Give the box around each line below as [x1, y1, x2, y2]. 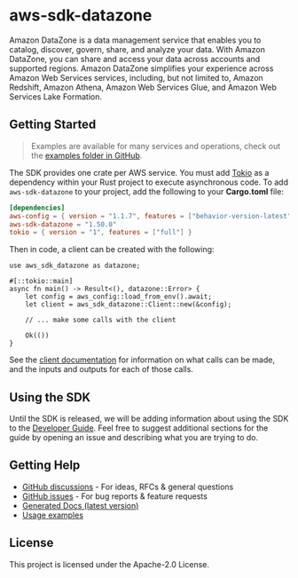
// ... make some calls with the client [25, 316, 176, 325]
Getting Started [9, 117, 97, 132]
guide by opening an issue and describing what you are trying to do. [9, 432, 259, 443]
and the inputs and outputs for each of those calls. [9, 364, 193, 375]
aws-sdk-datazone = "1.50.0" [9, 219, 117, 229]
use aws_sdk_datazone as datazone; [9, 261, 141, 271]
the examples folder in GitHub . [30, 150, 143, 161]
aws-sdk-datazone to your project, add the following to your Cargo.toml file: [9, 186, 284, 196]
